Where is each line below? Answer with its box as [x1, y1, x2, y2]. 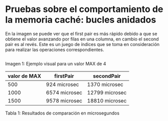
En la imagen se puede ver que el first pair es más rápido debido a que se [5, 30, 157, 36]
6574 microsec [46, 89, 83, 96]
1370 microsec [87, 81, 124, 88]
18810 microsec [87, 97, 127, 104]
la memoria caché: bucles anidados [5, 14, 156, 25]
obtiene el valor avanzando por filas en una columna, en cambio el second [5, 36, 159, 42]
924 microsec [46, 81, 79, 88]
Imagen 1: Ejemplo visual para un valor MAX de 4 [5, 60, 106, 66]
